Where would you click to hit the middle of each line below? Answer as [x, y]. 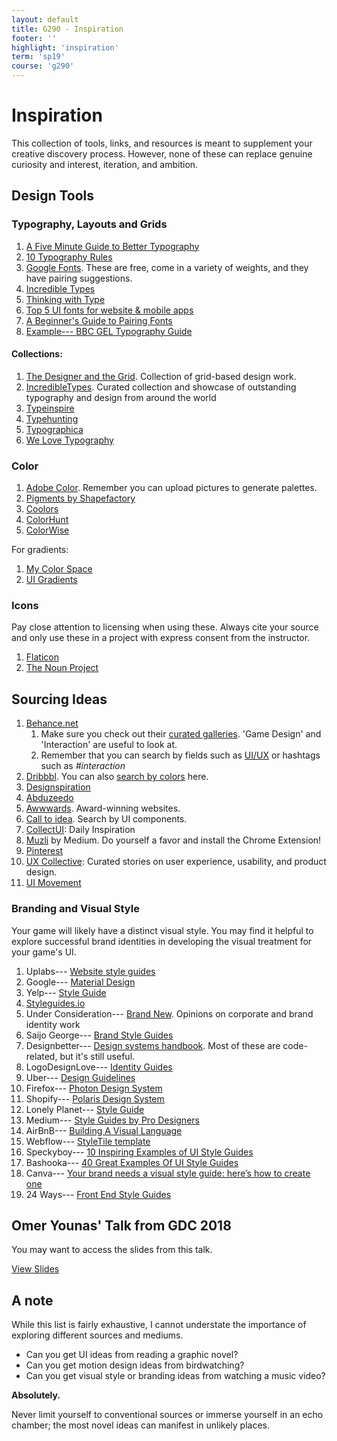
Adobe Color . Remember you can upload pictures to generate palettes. [171, 488]
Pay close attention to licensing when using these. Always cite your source [165, 627]
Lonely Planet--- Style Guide [85, 1109]
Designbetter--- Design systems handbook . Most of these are [153, 1045]
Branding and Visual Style [75, 909]
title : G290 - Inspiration [67, 29]
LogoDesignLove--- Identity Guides [99, 1067]
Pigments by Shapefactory [80, 498]
